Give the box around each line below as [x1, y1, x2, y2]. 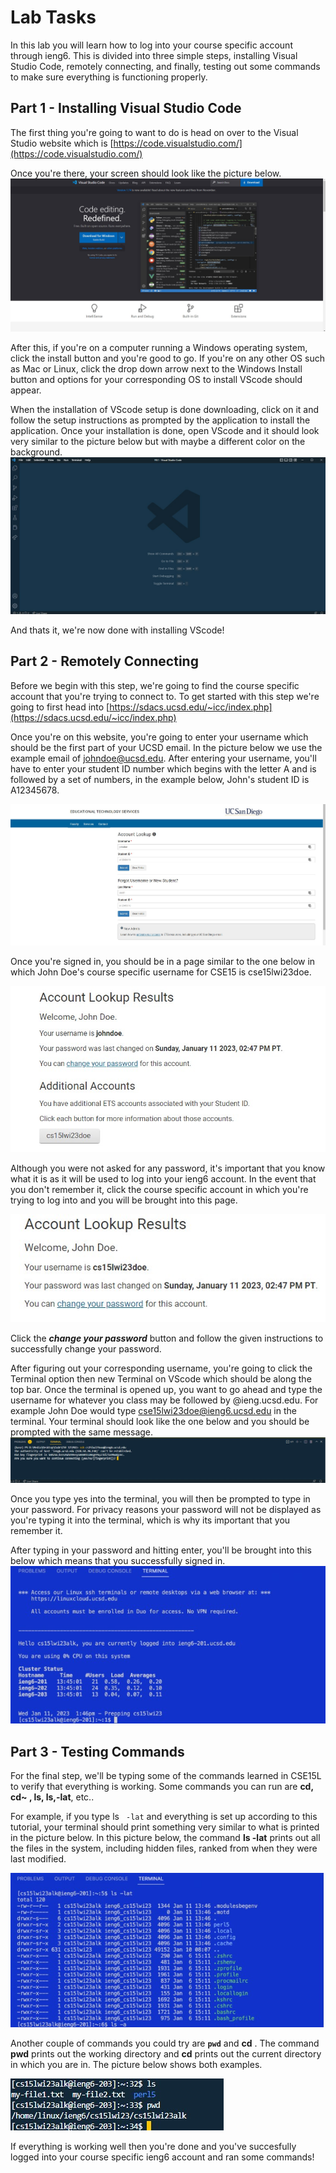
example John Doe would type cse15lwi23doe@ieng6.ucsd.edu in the [10, 1405, 297, 1417]
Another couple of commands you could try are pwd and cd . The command [10, 2037, 320, 2049]
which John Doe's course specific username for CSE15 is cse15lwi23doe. [10, 966, 312, 978]
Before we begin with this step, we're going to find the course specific [10, 679, 300, 691]
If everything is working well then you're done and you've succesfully [10, 2140, 297, 2152]
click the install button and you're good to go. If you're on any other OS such [10, 352, 325, 364]
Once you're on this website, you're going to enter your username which [10, 731, 309, 743]
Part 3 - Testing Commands [10, 1743, 185, 1760]
